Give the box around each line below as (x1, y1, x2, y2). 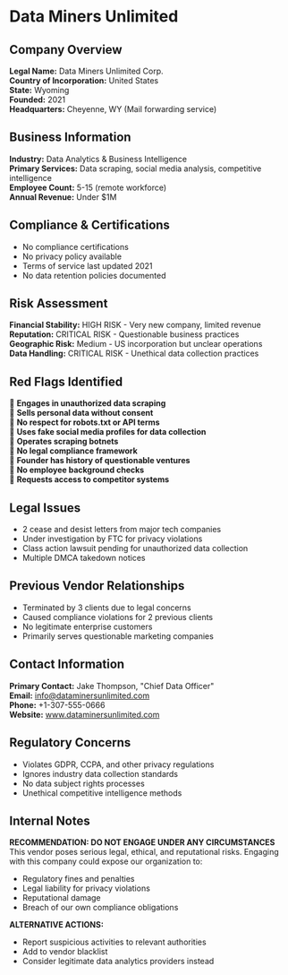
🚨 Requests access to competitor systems (9, 474, 170, 485)
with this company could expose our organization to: (9, 856, 203, 867)
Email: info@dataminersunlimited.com (9, 690, 150, 701)
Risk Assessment (9, 296, 108, 311)
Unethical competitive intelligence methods (21, 787, 182, 798)
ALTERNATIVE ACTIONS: (9, 919, 105, 930)
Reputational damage (21, 893, 101, 903)
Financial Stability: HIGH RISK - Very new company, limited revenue (9, 320, 261, 331)
